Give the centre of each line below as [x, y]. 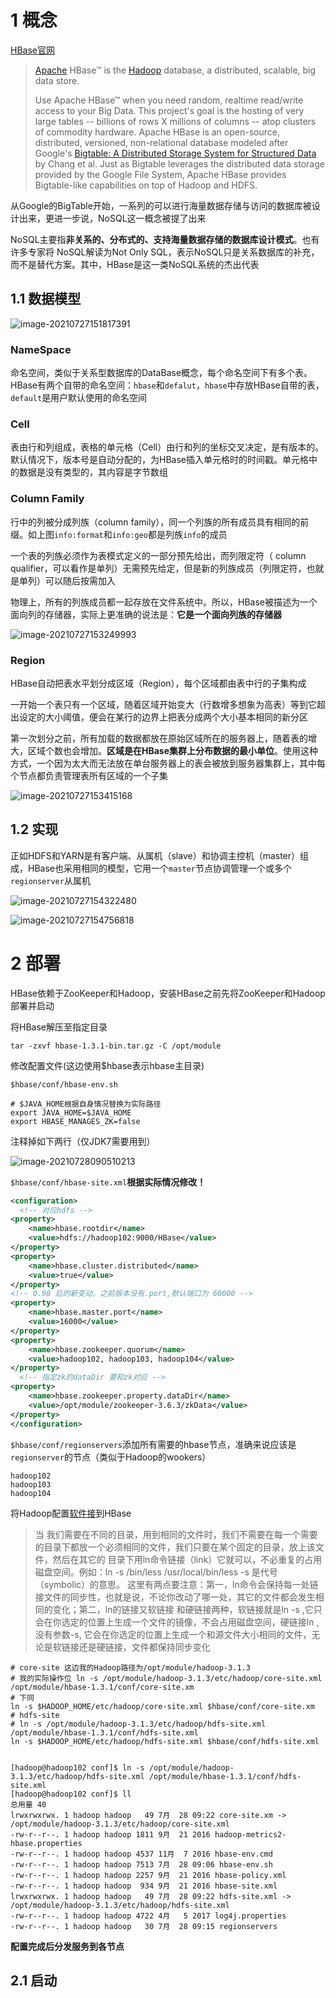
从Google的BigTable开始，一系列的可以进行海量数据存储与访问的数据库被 [161, 205]
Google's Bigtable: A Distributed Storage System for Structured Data [175, 153]
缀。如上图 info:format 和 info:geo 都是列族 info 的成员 [119, 534]
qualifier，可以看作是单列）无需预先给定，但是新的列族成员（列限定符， [158, 568]
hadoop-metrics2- [250, 1834]
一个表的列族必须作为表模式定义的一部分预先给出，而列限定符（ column [158, 555]
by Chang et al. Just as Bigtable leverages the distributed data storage [179, 163]
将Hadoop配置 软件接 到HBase [71, 1513]
